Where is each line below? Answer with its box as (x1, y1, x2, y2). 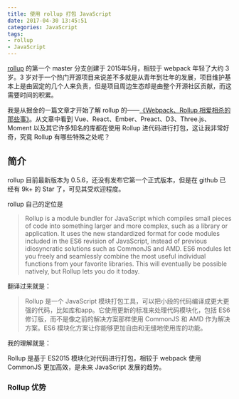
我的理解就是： (7, 338, 51, 347)
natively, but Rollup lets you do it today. (24, 266, 140, 275)
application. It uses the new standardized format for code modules (24, 229, 221, 237)
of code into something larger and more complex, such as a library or (24, 222, 228, 230)
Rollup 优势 (7, 382, 46, 392)
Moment (7, 124, 32, 132)
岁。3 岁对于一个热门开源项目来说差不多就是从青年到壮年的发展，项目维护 (7, 73, 225, 81)
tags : (7, 30, 23, 38)
